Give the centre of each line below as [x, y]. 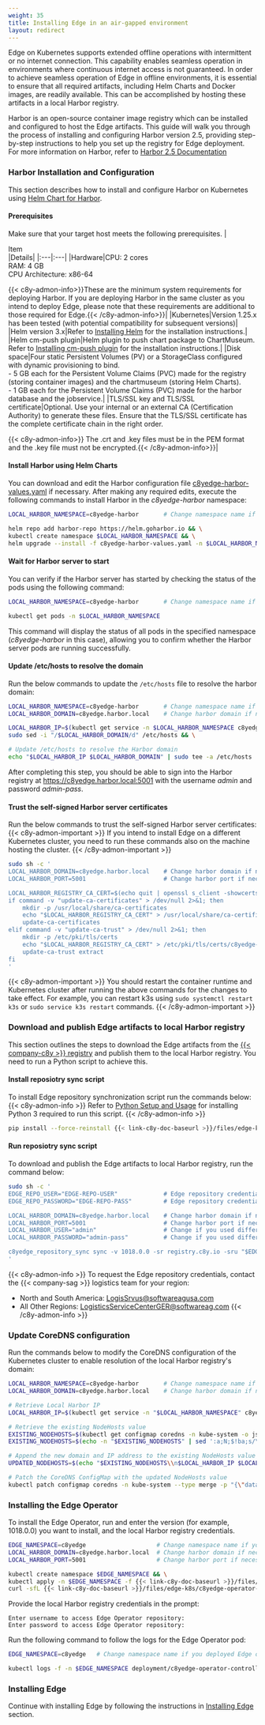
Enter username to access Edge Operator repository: [97, 1618]
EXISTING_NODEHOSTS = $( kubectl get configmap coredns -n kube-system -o [128, 1434]
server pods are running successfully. [70, 648]
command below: [36, 1172]
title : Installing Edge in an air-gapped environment [99, 23]
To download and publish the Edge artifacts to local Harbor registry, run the [131, 1164]
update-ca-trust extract [63, 952]
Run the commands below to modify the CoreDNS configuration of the [122, 1353]
